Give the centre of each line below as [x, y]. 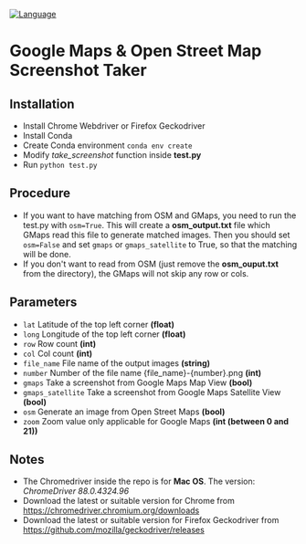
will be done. [47, 254]
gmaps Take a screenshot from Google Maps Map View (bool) [137, 382]
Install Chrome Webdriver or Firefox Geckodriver [114, 126]
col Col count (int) [58, 353]
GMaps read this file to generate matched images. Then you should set [156, 235]
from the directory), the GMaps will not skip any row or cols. [136, 273]
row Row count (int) [59, 343]
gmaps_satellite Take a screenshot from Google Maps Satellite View [152, 392]
